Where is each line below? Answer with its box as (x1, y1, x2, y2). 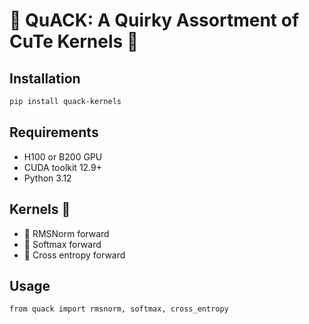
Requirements (9, 124, 99, 141)
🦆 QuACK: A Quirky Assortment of (9, 9, 300, 32)
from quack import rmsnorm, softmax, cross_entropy (9, 304, 229, 314)
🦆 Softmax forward (23, 238, 102, 250)
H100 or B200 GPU (23, 150, 103, 163)
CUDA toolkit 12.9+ (23, 161, 102, 173)
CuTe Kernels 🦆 (9, 30, 139, 53)
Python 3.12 (23, 172, 72, 184)
